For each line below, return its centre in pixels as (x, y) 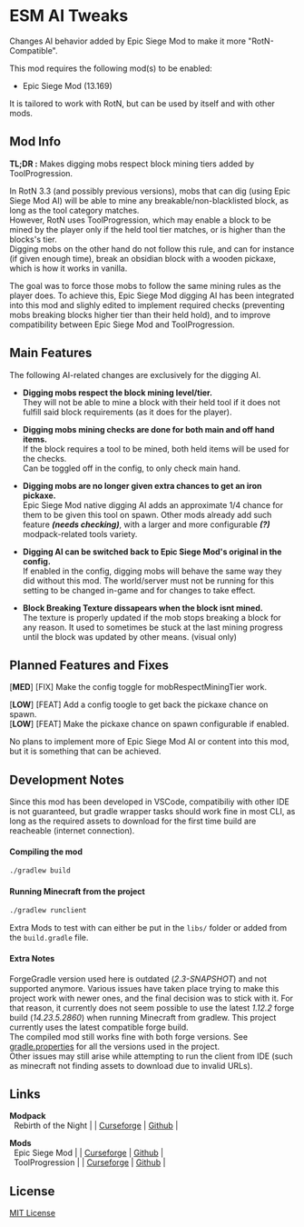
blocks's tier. (33, 239)
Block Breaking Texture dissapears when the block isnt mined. (142, 608)
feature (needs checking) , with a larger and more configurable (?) (146, 524)
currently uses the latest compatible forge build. (99, 1027)
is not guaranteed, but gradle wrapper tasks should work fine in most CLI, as (152, 812)
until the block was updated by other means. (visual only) (130, 636)
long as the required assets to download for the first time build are (133, 821)
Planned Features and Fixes (89, 665)
